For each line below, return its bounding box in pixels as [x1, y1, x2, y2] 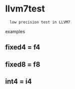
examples [5, 28, 25, 34]
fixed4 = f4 [5, 43, 40, 52]
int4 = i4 [5, 77, 32, 86]
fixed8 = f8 [5, 60, 40, 68]
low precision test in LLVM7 [9, 20, 70, 25]
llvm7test [5, 3, 45, 15]
